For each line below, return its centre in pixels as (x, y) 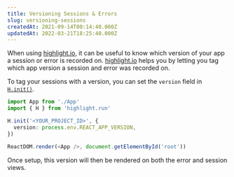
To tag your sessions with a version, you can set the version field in (105, 82)
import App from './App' (43, 102)
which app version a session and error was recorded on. (89, 68)
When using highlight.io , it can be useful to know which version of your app (116, 53)
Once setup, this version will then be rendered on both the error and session (117, 160)
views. (17, 167)
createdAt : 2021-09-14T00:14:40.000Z (62, 27)
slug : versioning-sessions (47, 20)
